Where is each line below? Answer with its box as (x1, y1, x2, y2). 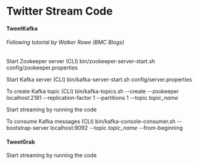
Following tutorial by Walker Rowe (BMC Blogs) (6, 38, 125, 46)
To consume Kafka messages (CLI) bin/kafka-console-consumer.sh (6, 118, 176, 125)
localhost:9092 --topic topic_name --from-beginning (50, 124, 183, 132)
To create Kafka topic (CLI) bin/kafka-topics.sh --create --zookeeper (6, 87, 179, 95)
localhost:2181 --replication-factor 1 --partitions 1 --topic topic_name (6, 94, 179, 101)
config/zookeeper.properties (6, 64, 78, 71)
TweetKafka (6, 24, 38, 32)
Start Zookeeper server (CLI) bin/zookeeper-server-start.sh (6, 57, 155, 65)
